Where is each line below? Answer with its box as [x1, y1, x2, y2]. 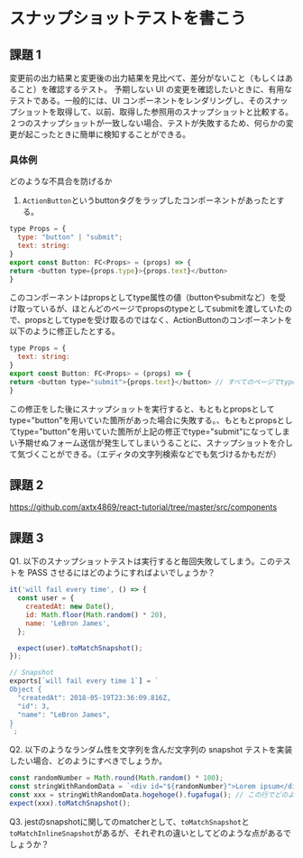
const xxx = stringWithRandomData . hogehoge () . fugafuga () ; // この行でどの [9, 790, 289, 799]
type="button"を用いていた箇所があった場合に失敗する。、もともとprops [9, 414, 278, 425]
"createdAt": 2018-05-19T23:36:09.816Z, [17, 693, 171, 702]
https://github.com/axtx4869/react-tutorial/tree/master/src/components [9, 502, 278, 512]
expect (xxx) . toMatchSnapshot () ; [9, 798, 131, 807]
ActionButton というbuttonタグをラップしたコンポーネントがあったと [22, 195, 277, 206]
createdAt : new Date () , [25, 602, 115, 612]
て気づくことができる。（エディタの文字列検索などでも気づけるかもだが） [9, 448, 281, 459]
